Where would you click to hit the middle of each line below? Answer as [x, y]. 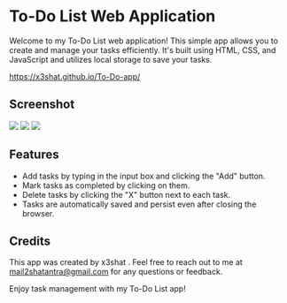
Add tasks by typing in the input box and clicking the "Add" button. [143, 176]
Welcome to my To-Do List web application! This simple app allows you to [144, 41]
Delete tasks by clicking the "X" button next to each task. [126, 194]
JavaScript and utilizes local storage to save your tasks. [111, 59]
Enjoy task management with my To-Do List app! [97, 289]
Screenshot [42, 105]
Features [34, 155]
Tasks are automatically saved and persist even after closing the [139, 204]
